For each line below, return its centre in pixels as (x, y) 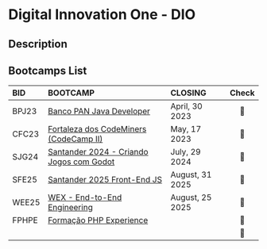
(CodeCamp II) (75, 139)
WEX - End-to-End (85, 197)
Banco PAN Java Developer (99, 111)
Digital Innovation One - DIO (102, 15)
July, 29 (186, 152)
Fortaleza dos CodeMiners (97, 129)
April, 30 (186, 106)
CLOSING (188, 93)
